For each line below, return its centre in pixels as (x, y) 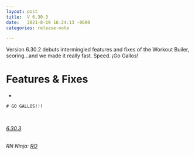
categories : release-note (37, 28)
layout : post (22, 11)
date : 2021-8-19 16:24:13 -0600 (48, 22)
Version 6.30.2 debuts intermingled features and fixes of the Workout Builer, (98, 50)
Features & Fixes (47, 79)
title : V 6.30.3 (27, 17)
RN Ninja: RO (22, 146)
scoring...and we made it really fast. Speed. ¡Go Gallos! (72, 56)
